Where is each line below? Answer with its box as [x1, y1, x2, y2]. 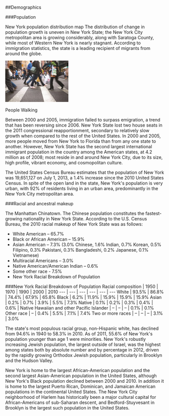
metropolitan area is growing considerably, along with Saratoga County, [5, 35, 154, 40]
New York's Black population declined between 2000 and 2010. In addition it [5, 378, 164, 384]
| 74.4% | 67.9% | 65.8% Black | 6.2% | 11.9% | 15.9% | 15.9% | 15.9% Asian [5, 294, 162, 300]
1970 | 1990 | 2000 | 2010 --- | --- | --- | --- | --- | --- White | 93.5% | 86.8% [5, 289, 164, 294]
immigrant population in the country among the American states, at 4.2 [5, 149, 152, 155]
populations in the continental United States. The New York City [5, 389, 138, 395]
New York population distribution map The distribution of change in [5, 24, 145, 30]
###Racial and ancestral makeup [5, 201, 74, 206]
